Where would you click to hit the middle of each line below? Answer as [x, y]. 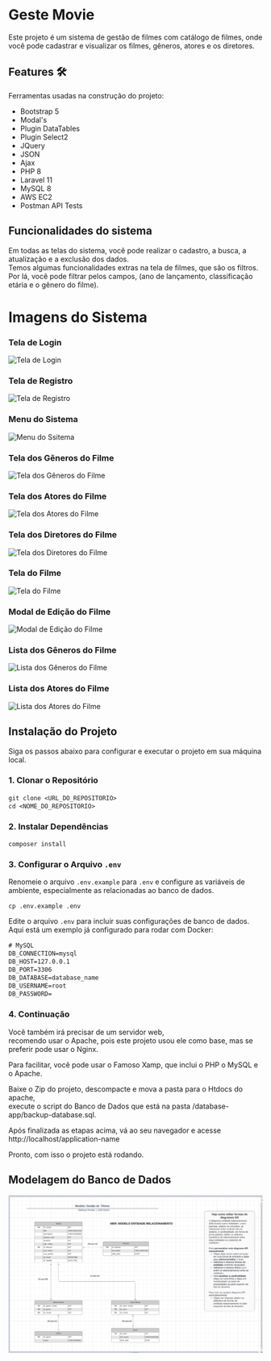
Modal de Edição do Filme [60, 612]
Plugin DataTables [50, 128]
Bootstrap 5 [40, 111]
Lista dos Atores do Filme [59, 689]
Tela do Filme [35, 573]
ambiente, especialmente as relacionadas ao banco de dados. [111, 891]
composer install [38, 845]
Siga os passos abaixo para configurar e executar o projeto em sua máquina [135, 751]
